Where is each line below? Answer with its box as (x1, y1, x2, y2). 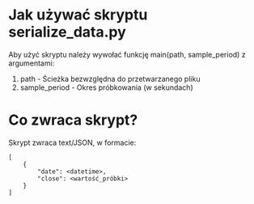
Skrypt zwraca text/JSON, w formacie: (8, 138, 137, 147)
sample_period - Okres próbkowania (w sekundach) (19, 83, 193, 92)
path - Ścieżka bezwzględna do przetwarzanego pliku (19, 74, 201, 83)
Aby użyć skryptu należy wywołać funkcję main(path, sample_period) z (8, 49, 246, 59)
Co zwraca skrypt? (8, 111, 138, 130)
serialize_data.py (8, 23, 127, 41)
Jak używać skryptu (8, 6, 148, 24)
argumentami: (8, 58, 55, 68)
